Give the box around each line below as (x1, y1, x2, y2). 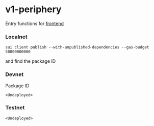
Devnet (5, 71, 24, 78)
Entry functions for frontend (5, 20, 64, 27)
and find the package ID (5, 58, 56, 64)
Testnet (5, 104, 25, 111)
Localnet (5, 33, 28, 40)
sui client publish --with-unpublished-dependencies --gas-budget (5, 45, 149, 50)
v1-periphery (5, 4, 62, 15)
